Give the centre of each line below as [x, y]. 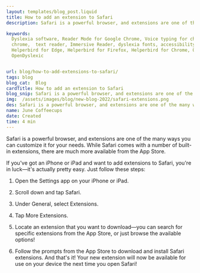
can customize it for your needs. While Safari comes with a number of [92, 145]
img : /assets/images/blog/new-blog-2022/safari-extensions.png [87, 100]
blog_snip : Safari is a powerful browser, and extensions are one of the [100, 94]
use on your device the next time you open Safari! [76, 263]
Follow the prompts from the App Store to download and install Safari [99, 251]
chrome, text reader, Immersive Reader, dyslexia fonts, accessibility [104, 45]
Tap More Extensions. [41, 215]
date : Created [24, 116]
